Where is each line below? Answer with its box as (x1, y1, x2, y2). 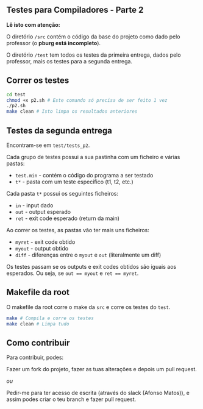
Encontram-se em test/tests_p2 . (6, 141, 90, 149)
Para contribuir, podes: (6, 354, 64, 361)
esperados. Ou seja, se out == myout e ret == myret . (6, 269, 139, 277)
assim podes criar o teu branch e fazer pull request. (6, 396, 137, 403)
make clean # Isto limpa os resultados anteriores (6, 108, 138, 115)
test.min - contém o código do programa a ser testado (15, 171, 154, 179)
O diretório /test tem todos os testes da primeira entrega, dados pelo (6, 51, 181, 59)
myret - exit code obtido (15, 238, 76, 246)
